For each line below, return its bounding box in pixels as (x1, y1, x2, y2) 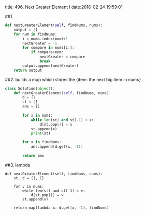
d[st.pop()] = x (39, 122, 72, 127)
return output (14, 68, 42, 73)
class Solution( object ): (5, 86, 55, 91)
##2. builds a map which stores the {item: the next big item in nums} (5, 77, 141, 82)
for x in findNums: (22, 140, 62, 145)
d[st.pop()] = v (30, 192, 64, 198)
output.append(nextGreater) (22, 63, 79, 68)
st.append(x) (30, 126, 57, 131)
